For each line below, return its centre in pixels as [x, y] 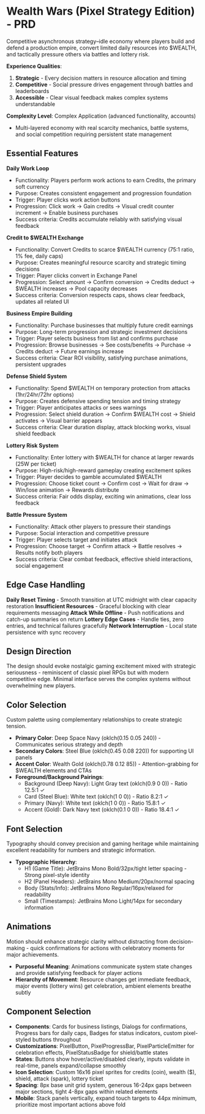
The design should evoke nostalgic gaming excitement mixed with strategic [101, 666]
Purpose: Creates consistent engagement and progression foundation [103, 193]
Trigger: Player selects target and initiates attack [76, 540]
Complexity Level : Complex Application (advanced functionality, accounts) [101, 116]
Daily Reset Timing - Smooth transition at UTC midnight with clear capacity [102, 600]
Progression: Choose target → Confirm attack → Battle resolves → [99, 546]
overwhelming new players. [41, 686]
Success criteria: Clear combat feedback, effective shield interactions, [104, 559]
